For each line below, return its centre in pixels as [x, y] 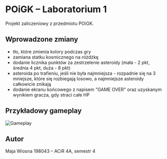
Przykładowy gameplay [43, 111]
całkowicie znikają [32, 84]
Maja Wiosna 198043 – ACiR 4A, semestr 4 [50, 151]
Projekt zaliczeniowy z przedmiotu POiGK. [50, 23]
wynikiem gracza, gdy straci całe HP [51, 94]
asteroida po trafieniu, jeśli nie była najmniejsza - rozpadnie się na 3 [84, 73]
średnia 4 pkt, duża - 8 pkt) [41, 68]
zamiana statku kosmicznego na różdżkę [55, 57]
